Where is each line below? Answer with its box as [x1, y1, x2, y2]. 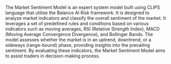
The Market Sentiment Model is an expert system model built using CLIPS [5, 5, 160, 10]
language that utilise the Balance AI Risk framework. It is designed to [5, 10, 150, 16]
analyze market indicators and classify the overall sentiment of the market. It [5, 15, 166, 21]
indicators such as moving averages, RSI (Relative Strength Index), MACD [5, 26, 160, 32]
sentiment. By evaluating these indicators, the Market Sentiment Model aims [5, 48, 166, 53]
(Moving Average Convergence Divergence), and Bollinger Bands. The [5, 31, 153, 37]
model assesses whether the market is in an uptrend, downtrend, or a [5, 37, 152, 43]
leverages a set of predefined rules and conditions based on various [5, 20, 149, 26]
